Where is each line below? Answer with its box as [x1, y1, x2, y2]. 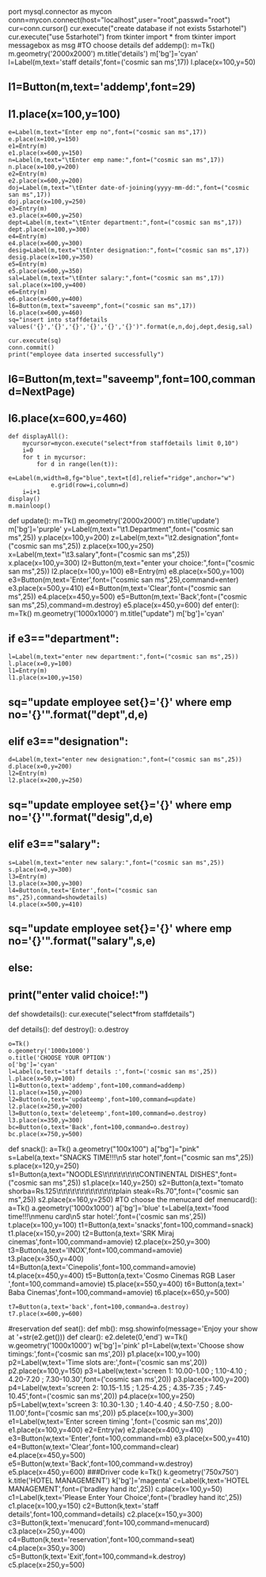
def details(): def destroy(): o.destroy [8, 1024, 129, 1035]
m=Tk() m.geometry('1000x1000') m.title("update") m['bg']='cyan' [8, 609, 225, 619]
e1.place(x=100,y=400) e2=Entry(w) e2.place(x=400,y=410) [8, 1425, 204, 1435]
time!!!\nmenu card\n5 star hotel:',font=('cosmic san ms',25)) [8, 1212, 207, 1221]
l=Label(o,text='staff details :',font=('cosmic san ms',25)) [8, 1068, 218, 1076]
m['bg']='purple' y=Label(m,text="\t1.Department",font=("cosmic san [8, 524, 234, 534]
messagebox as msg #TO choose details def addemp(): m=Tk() [8, 40, 215, 50]
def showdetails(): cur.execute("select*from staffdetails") [8, 1009, 196, 1019]
